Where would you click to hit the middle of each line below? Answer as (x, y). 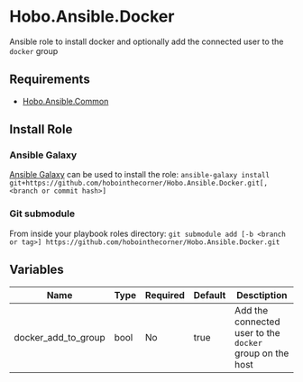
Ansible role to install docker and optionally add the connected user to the (147, 41)
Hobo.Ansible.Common (65, 101)
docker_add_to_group (60, 337)
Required (165, 295)
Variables (37, 270)
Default (210, 295)
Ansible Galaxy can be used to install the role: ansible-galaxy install (140, 175)
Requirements (50, 80)
